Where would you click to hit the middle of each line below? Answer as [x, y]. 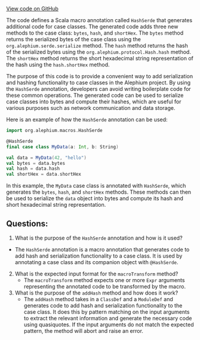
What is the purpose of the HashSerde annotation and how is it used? [99, 238]
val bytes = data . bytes [36, 163]
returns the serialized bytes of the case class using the [74, 39]
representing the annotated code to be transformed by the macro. [105, 286]
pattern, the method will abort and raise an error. [83, 330]
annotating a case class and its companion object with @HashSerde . [96, 262]
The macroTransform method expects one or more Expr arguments [104, 280]
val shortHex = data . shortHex [44, 174]
